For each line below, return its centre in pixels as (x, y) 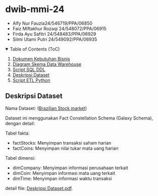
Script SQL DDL (29, 70)
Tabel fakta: (17, 133)
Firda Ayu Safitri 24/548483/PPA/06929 (54, 34)
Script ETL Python (31, 80)
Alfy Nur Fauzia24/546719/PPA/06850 (52, 23)
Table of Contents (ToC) (35, 49)
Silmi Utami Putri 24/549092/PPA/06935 (55, 39)
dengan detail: (20, 123)
